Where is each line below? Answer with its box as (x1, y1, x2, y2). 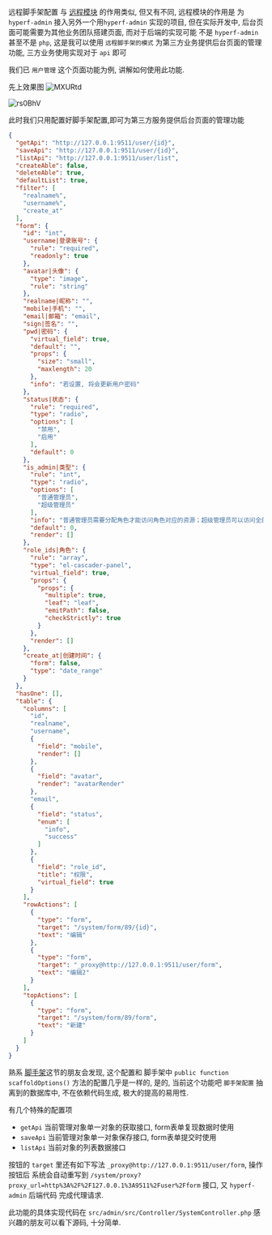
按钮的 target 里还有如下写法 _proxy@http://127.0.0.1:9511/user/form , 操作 (8, 1160, 263, 1169)
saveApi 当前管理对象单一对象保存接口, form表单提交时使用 (19, 1132, 217, 1142)
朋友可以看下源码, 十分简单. (29, 1217, 121, 1227)
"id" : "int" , (23, 230, 67, 238)
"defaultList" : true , (15, 177, 89, 185)
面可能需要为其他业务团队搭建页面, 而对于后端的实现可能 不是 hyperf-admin (8, 28, 259, 37)
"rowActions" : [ (23, 901, 79, 909)
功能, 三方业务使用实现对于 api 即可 (8, 48, 127, 57)
